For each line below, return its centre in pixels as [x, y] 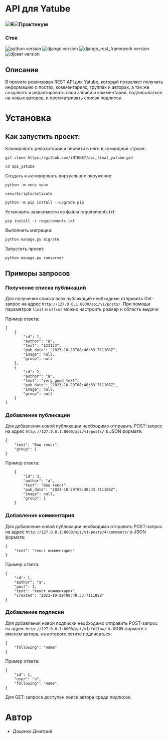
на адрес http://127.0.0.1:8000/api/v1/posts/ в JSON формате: [74, 431]
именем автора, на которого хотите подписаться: [59, 634]
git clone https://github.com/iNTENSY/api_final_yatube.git [69, 158]
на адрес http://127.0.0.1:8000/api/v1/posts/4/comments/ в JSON [76, 532]
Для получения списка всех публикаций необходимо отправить [74, 298]
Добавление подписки [35, 612]
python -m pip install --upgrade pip [45, 203]
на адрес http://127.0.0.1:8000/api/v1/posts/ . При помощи [86, 304]
